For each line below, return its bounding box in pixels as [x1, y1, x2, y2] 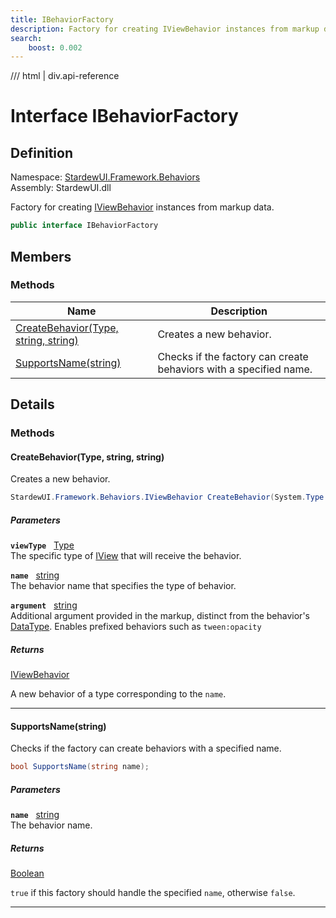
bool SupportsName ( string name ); [10, 762, 150, 772]
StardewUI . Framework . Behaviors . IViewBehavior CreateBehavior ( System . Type [10, 492, 325, 503]
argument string [10, 599, 78, 611]
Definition [10, 144, 73, 161]
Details [10, 396, 55, 413]
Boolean [10, 867, 45, 880]
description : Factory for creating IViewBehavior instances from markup [10, 24, 320, 34]
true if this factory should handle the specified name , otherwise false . [10, 887, 296, 899]
